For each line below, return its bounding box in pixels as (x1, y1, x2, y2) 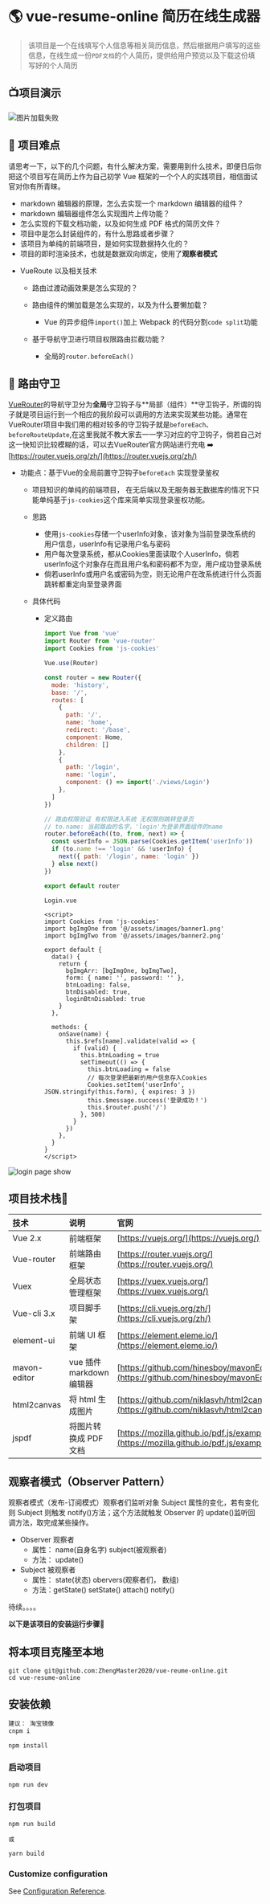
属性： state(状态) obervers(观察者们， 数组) (31, 1575, 179, 1585)
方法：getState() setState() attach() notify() (31, 1585, 175, 1595)
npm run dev (8, 1780, 48, 1788)
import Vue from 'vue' (43, 630, 121, 638)
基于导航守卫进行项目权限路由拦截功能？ (31, 334, 166, 344)
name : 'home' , (65, 718, 113, 727)
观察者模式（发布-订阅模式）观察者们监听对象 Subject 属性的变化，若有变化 (8, 1497, 260, 1507)
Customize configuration (8, 1868, 108, 1879)
